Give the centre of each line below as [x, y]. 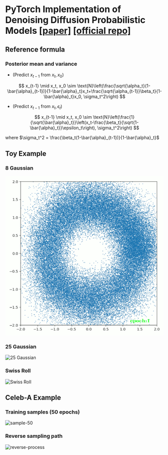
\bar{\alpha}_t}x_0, [63, 96]
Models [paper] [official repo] [68, 31]
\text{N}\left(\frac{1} [114, 117]
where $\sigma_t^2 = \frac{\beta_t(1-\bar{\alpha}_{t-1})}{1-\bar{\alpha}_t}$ [82, 138]
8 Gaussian [19, 168]
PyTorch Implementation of [63, 9]
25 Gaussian [21, 347]
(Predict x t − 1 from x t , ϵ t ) [37, 107]
